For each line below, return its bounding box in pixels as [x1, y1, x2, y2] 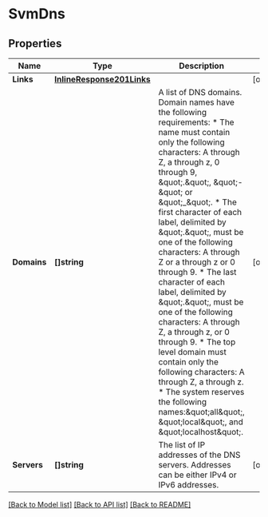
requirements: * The [158, 117, 235, 128]
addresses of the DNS [158, 449, 241, 460]
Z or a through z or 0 [158, 257, 235, 268]
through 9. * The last [158, 267, 237, 277]
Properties [8, 37, 62, 50]
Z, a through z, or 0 [158, 327, 230, 337]
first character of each [158, 207, 242, 217]
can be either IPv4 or [158, 469, 237, 480]
